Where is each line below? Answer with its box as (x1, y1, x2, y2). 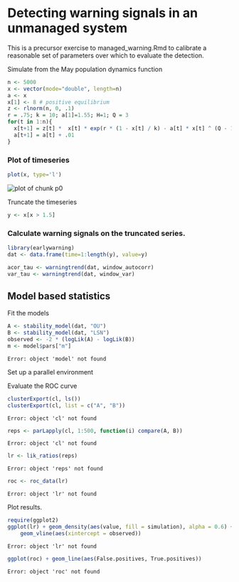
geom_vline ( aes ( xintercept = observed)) (20, 529, 142, 537)
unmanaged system (7, 20, 128, 36)
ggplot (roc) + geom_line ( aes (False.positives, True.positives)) (7, 555, 202, 562)
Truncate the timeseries (7, 198, 77, 206)
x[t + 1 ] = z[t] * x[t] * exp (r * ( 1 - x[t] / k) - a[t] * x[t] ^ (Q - (14, 125, 228, 132)
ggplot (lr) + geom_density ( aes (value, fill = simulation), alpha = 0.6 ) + (7, 524, 234, 531)
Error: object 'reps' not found (7, 465, 103, 473)
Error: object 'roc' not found (7, 568, 100, 575)
